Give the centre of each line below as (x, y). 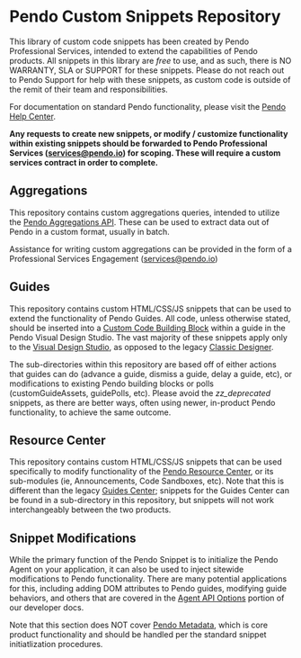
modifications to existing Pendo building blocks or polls (111, 383)
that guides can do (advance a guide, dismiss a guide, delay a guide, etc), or (151, 374)
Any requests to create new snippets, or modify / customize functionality (149, 133)
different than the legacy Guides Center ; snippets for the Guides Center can (150, 491)
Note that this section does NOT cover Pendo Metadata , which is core (138, 625)
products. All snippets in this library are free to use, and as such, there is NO (150, 60)
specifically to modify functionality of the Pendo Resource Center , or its (142, 472)
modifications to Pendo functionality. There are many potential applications (148, 579)
